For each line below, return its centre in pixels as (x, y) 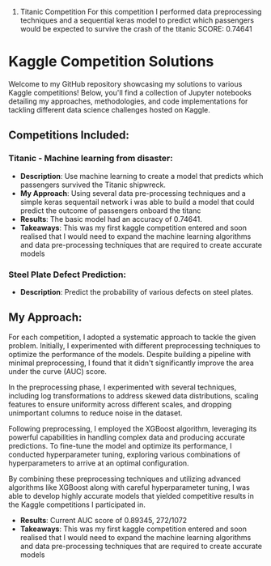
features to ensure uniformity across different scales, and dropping (120, 404)
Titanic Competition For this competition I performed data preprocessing (141, 12)
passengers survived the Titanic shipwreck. (93, 185)
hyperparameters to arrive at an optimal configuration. (99, 463)
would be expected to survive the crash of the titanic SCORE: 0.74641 (136, 29)
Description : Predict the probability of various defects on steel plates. (136, 292)
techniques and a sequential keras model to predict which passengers (137, 20)
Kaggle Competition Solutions (111, 62)
